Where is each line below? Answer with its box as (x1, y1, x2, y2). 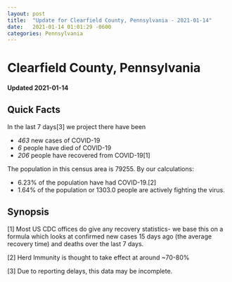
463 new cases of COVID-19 (17, 136, 101, 145)
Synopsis (7, 206, 49, 218)
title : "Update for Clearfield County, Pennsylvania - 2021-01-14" (7, 17, 212, 24)
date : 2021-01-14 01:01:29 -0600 (7, 23, 112, 30)
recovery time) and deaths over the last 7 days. (7, 239, 144, 248)
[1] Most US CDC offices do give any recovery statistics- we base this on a (7, 224, 224, 233)
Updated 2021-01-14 (7, 83, 69, 92)
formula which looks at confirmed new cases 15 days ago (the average (7, 232, 212, 241)
